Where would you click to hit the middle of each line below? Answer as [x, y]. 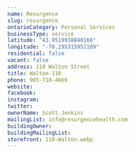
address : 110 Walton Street [49, 67]
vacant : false [28, 60]
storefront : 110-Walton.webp [50, 139]
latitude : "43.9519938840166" [52, 40]
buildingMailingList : [39, 133]
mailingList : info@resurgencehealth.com [68, 119]
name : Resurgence [33, 14]
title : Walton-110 [34, 73]
